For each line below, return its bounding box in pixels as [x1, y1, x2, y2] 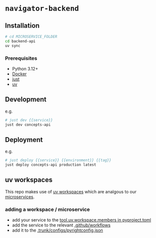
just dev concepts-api [5, 122, 51, 127]
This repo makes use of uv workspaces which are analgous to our [5, 188, 137, 194]
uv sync [5, 43, 21, 48]
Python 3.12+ [12, 66, 38, 71]
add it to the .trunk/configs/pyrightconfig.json [12, 227, 103, 233]
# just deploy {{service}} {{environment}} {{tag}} [5, 158, 111, 163]
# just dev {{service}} [5, 118, 53, 122]
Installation [5, 21, 40, 30]
